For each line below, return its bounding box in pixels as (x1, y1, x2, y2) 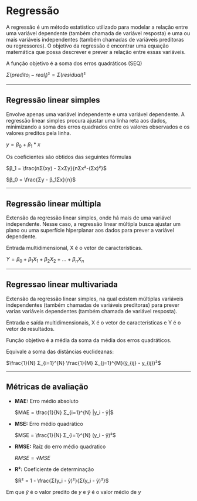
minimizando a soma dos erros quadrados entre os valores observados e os (6, 123, 190, 130)
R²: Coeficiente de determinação (14, 465, 94, 473)
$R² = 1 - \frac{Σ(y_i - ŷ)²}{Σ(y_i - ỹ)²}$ (14, 477, 109, 484)
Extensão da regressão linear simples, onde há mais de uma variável (6, 214, 172, 221)
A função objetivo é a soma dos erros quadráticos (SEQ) (6, 60, 142, 67)
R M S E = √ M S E (14, 454, 51, 461)
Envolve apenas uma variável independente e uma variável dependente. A (6, 110, 185, 118)
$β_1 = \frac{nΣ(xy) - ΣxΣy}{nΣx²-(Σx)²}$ (6, 165, 107, 172)
